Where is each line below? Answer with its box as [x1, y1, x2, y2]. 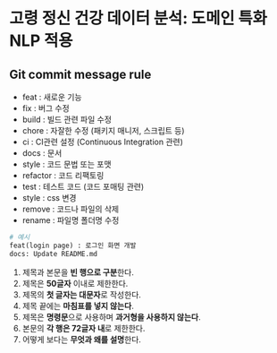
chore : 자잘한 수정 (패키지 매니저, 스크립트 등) [21, 125, 185, 135]
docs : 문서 [21, 148, 63, 158]
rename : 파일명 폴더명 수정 [21, 215, 120, 225]
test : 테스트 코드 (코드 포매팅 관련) [21, 181, 145, 192]
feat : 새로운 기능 [21, 91, 82, 102]
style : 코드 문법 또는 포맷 [21, 159, 112, 169]
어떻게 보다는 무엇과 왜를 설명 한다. [21, 333, 141, 345]
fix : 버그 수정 [21, 103, 70, 113]
